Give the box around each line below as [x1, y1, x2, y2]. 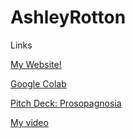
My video [10, 116, 49, 128]
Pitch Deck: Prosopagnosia [10, 97, 122, 109]
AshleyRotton [10, 6, 127, 29]
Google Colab [10, 77, 67, 90]
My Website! [10, 58, 62, 70]
